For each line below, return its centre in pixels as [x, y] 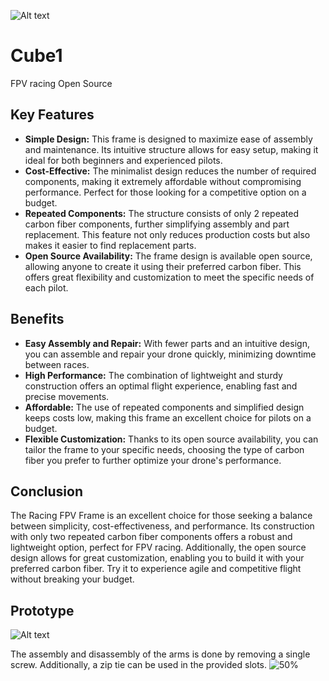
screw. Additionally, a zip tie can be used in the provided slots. [139, 665]
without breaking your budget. [72, 579]
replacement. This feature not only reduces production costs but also [167, 234]
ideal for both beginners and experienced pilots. [123, 160]
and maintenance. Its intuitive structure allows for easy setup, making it [171, 149]
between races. [57, 364]
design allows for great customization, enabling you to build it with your [157, 558]
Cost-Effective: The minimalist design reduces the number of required [170, 171]
